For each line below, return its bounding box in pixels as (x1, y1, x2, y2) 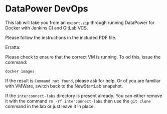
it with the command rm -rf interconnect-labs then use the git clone (5, 98, 151, 104)
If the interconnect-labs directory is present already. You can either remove (5, 92, 162, 98)
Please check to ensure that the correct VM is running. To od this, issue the (5, 53, 161, 60)
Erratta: (5, 44, 21, 50)
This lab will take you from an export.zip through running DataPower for (5, 19, 155, 25)
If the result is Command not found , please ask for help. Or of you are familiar (5, 77, 161, 83)
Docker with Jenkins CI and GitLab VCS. (5, 24, 88, 30)
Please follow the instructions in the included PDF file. (5, 34, 117, 40)
